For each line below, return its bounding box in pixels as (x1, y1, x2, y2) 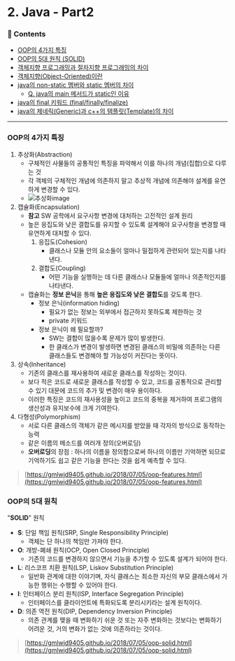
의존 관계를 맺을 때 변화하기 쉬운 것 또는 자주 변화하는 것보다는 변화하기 (27, 616, 222, 625)
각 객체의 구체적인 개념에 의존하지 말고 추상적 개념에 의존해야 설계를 (27, 176, 213, 185)
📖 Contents (7, 29, 46, 39)
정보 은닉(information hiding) (38, 299, 120, 307)
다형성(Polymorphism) (17, 412, 81, 420)
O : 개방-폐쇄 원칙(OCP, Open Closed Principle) (17, 546, 150, 555)
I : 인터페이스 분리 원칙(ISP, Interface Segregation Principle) (17, 590, 184, 598)
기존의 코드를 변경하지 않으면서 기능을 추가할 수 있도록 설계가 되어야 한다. (27, 555, 228, 563)
